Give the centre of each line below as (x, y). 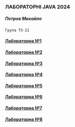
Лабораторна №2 (24, 52)
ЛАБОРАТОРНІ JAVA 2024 (37, 7)
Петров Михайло (24, 19)
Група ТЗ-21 (17, 30)
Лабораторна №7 (24, 108)
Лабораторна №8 (24, 119)
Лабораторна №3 (24, 63)
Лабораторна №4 (24, 75)
